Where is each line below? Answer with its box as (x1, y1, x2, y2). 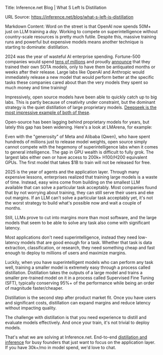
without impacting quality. (5, 305, 57, 311)
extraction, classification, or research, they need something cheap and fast (5, 245, 155, 250)
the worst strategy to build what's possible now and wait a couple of (5, 200, 142, 206)
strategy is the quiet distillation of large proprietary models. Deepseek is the (5, 105, 157, 110)
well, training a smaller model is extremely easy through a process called (5, 264, 150, 270)
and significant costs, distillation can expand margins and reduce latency (5, 300, 151, 305)
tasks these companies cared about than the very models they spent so (5, 79, 148, 85)
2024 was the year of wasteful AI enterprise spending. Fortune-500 (5, 54, 141, 59)
